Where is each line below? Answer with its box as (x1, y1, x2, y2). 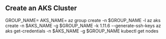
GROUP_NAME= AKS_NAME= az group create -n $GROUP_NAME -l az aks (5, 17, 161, 23)
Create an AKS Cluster (5, 4, 77, 12)
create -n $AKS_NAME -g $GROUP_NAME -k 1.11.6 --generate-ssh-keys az (5, 22, 161, 28)
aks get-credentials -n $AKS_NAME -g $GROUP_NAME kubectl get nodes (5, 27, 158, 34)
